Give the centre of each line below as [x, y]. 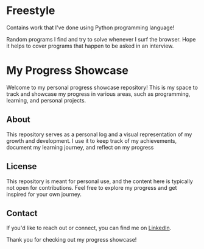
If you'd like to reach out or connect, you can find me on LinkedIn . [89, 228]
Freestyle [31, 11]
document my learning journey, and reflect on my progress [80, 147]
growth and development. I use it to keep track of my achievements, [92, 140]
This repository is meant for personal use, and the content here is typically [100, 181]
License [22, 166]
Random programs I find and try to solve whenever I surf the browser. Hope [101, 39]
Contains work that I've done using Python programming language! [90, 27]
